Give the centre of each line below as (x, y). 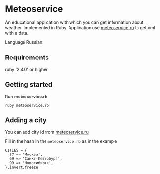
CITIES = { (16, 150)
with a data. (17, 33)
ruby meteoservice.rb (27, 105)
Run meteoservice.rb (26, 97)
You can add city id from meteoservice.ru (47, 132)
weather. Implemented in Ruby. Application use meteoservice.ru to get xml (80, 27)
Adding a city (26, 120)
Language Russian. (24, 42)
